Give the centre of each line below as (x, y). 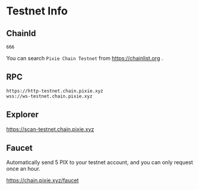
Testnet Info (37, 11)
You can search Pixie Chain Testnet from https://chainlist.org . (85, 58)
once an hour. (23, 169)
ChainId (21, 33)
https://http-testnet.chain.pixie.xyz (55, 91)
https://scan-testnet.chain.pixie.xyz (50, 129)
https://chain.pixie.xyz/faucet (43, 180)
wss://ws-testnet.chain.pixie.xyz (50, 96)
